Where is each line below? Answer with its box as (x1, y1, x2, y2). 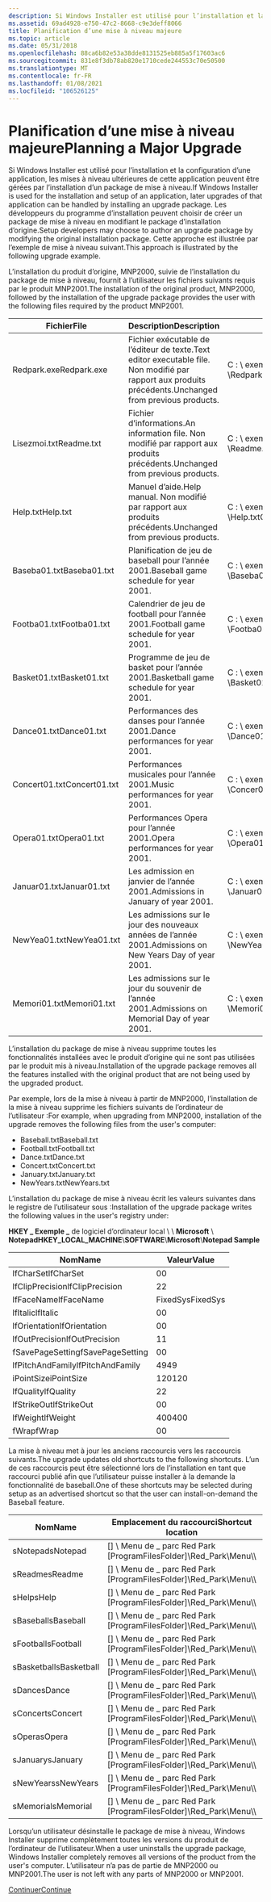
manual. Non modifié (127, 492, 207, 503)
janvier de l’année (127, 876, 195, 887)
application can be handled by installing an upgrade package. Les (8, 199, 227, 210)
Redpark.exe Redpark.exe (12, 364, 108, 375)
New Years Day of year (127, 949, 215, 961)
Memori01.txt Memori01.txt (12, 998, 116, 1009)
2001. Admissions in (127, 886, 205, 897)
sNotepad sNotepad (12, 1545, 87, 1556)
